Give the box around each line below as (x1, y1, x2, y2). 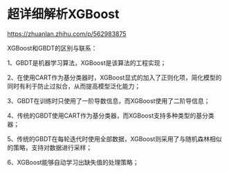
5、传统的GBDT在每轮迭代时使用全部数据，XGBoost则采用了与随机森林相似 (7, 134, 223, 143)
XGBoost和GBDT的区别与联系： (7, 44, 98, 52)
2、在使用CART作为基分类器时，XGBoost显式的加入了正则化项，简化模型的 (7, 73, 222, 82)
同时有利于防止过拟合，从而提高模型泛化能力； (7, 82, 140, 90)
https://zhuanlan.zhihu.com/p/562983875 (7, 29, 127, 38)
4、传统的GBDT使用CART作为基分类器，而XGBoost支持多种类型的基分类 (7, 111, 214, 120)
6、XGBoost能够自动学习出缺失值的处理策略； (7, 158, 140, 166)
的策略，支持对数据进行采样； (7, 143, 92, 152)
